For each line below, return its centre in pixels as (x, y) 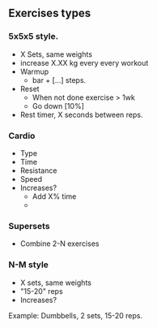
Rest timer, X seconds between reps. (81, 114)
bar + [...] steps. (59, 80)
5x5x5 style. (34, 37)
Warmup (34, 71)
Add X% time (54, 196)
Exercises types (50, 13)
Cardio (22, 136)
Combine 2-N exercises (59, 244)
